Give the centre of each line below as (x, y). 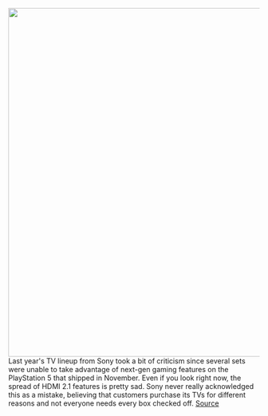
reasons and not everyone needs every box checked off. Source (114, 403)
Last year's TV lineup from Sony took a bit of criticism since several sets (127, 361)
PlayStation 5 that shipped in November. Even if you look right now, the (125, 378)
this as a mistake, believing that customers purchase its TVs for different (127, 395)
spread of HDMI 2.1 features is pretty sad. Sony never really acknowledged (131, 386)
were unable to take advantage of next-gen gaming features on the (118, 369)
